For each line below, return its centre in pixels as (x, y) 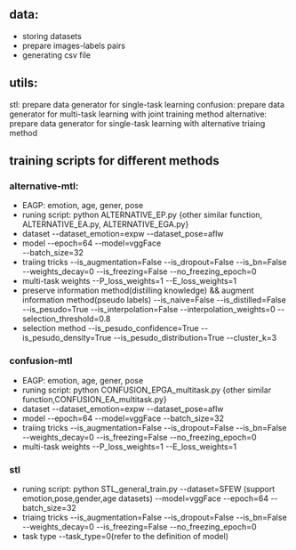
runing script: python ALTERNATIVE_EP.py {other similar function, (142, 215)
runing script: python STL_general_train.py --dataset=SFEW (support (148, 489)
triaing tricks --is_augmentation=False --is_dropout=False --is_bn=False (154, 517)
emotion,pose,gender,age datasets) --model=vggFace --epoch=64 (145, 498)
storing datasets (52, 36)
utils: (24, 83)
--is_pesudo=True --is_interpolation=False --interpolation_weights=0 (148, 310)
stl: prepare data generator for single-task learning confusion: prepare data (147, 104)
